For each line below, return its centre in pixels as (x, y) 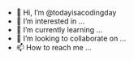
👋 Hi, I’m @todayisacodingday (66, 13)
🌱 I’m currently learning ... (59, 30)
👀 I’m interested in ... (50, 21)
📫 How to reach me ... (54, 47)
